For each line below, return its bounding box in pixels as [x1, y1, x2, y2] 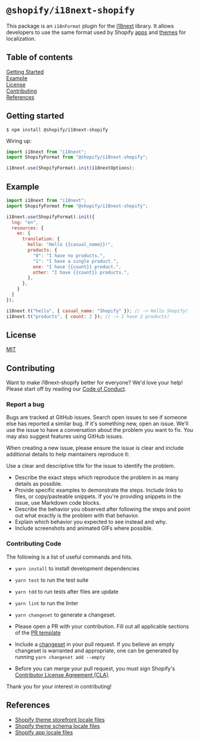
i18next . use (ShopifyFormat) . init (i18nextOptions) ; [6, 165, 135, 171]
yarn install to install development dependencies [14, 565, 140, 572]
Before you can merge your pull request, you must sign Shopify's [14, 665, 175, 672]
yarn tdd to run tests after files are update [14, 588, 119, 595]
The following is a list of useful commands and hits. [6, 553, 133, 560]
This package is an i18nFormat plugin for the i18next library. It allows [6, 22, 174, 29]
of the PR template [14, 629, 61, 636]
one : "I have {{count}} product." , [32, 263, 121, 270]
